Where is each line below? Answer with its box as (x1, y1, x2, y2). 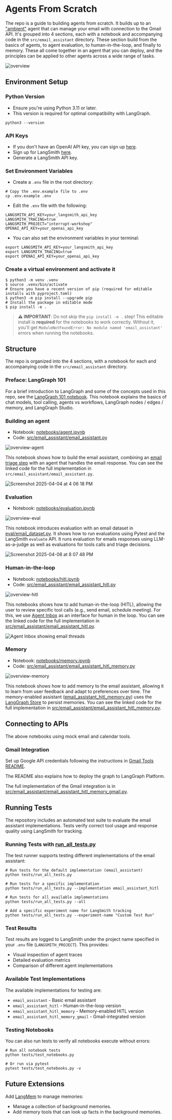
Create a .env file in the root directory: (12, 179, 94, 185)
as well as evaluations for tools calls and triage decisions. (30, 541, 151, 547)
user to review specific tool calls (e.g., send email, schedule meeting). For (5, 606, 161, 613)
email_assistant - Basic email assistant (12, 997, 96, 1003)
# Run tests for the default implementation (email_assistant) (5, 868, 143, 873)
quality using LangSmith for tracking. (5, 828, 83, 834)
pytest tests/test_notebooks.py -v (5, 1066, 81, 1071)
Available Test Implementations (5, 975, 85, 982)
